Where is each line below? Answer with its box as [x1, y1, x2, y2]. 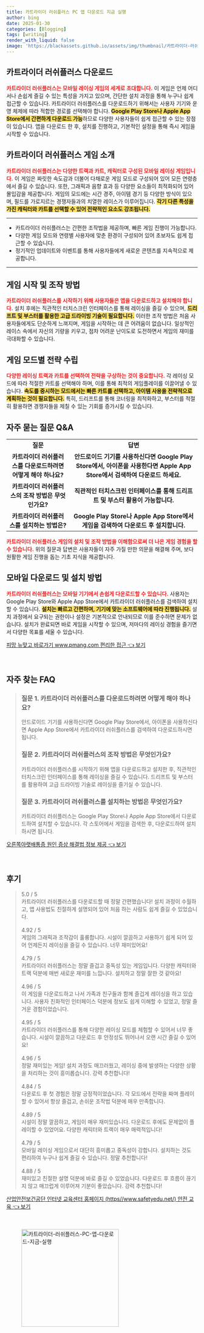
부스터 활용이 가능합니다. [107, 495, 174, 504]
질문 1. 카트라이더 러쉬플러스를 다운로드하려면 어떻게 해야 [21, 694, 178, 703]
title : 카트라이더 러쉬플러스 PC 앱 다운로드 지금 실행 [6, 9, 126, 15]
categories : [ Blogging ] [6, 26, 67, 32]
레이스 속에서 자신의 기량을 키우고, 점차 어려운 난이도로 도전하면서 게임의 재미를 [6, 328, 194, 335]
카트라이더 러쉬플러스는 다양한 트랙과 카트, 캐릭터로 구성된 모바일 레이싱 [6, 167, 175, 174]
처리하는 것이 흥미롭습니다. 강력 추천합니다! [27, 1069, 131, 1077]
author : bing [6, 15, 39, 21]
